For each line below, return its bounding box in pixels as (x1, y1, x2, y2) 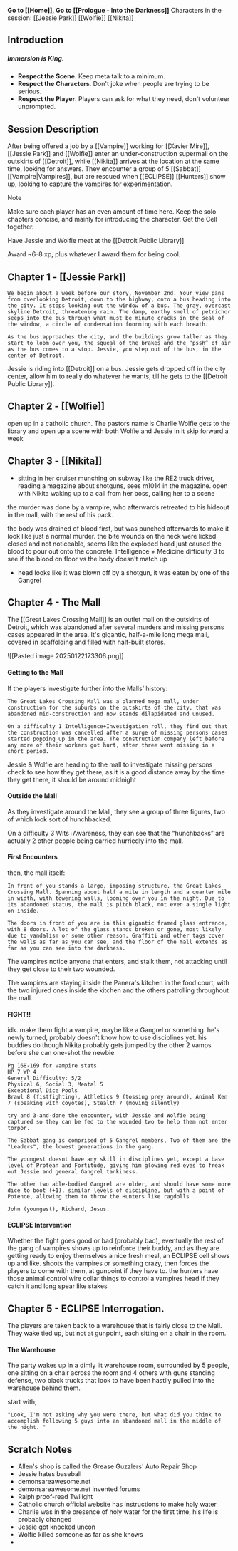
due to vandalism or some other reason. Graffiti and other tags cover (7, 933, 224, 940)
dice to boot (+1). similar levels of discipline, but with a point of (7, 1187, 224, 1194)
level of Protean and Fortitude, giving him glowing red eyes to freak (7, 1162, 224, 1169)
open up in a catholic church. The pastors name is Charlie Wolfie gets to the (7, 419, 230, 427)
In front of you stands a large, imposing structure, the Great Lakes (7, 883, 222, 890)
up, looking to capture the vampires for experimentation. (7, 180, 173, 188)
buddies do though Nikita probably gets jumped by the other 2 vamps (7, 1041, 212, 1049)
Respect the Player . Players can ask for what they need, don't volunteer (17, 95, 230, 103)
